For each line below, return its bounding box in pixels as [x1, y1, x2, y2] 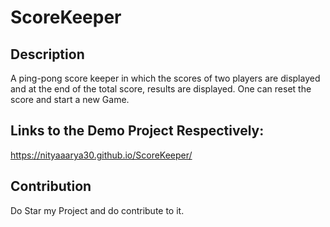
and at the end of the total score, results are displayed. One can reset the [10, 83, 312, 95]
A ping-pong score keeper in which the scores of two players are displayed [10, 72, 321, 84]
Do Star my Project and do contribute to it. [10, 204, 185, 216]
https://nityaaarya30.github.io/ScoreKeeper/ [10, 149, 193, 161]
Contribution [10, 178, 92, 195]
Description [10, 46, 85, 63]
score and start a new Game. [10, 94, 130, 105]
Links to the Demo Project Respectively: [10, 122, 265, 140]
